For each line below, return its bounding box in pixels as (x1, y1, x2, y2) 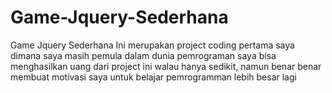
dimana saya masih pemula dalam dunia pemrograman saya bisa (10, 49, 277, 61)
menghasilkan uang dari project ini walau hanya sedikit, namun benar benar (10, 60, 322, 72)
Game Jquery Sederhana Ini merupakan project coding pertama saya (10, 39, 295, 51)
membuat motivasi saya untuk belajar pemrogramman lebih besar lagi (10, 71, 297, 83)
